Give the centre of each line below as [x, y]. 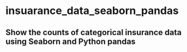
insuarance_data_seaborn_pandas [92, 11]
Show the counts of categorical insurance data [93, 32]
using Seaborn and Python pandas [71, 41]
